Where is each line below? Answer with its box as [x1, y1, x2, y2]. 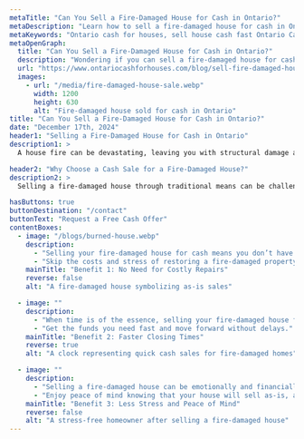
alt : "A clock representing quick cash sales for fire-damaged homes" [25, 349, 298, 358]
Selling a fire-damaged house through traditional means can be [17, 181, 265, 190]
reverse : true [25, 341, 79, 350]
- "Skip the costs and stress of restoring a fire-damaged [33, 257, 261, 266]
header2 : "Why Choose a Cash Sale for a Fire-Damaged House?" [9, 164, 249, 173]
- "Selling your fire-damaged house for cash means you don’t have [33, 249, 294, 258]
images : [17, 73, 47, 82]
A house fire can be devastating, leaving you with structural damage [17, 148, 290, 157]
